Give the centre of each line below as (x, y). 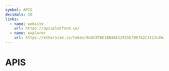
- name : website (27, 24)
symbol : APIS (19, 10)
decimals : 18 (19, 14)
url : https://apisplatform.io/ (47, 28)
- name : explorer (28, 33)
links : (12, 19)
